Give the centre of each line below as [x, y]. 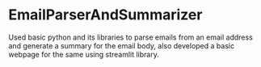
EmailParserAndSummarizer [105, 15]
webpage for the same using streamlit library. [84, 54]
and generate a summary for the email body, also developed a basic [122, 45]
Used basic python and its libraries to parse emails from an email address [130, 37]
